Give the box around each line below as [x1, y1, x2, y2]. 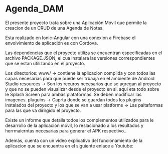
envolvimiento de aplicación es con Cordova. [5, 40, 98, 46]
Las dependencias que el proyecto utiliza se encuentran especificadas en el [5, 50, 162, 56]
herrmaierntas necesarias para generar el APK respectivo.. [5, 127, 127, 133]
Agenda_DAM [5, 3, 64, 15]
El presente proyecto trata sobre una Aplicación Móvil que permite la [5, 20, 147, 26]
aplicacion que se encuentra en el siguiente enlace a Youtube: [5, 142, 134, 148]
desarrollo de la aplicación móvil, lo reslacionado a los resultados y [5, 122, 144, 128]
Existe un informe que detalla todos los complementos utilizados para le [5, 117, 154, 123]
